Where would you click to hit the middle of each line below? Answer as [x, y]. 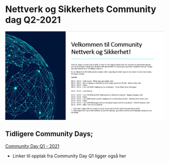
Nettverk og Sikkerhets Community [81, 9]
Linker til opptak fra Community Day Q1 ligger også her [69, 156]
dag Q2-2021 [33, 20]
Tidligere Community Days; [49, 134]
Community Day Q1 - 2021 [32, 146]
